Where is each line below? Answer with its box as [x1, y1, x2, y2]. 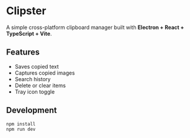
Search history [14, 75, 51, 82]
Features [6, 47, 40, 57]
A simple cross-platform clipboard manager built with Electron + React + [6, 24, 184, 31]
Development [6, 105, 58, 115]
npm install [6, 121, 36, 127]
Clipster [6, 4, 46, 18]
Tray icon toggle [14, 88, 55, 95]
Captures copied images [14, 69, 75, 76]
